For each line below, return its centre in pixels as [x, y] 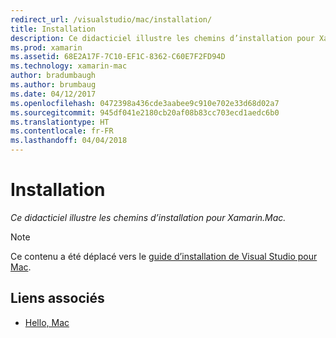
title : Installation [53, 29]
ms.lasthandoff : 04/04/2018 [69, 141]
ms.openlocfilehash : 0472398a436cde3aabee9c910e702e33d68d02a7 [145, 103]
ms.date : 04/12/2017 [53, 94]
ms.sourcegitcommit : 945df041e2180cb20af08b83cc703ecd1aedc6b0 [145, 112]
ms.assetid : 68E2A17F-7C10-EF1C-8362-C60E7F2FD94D [118, 57]
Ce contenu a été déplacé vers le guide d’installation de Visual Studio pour [164, 256]
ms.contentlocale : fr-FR [62, 131]
